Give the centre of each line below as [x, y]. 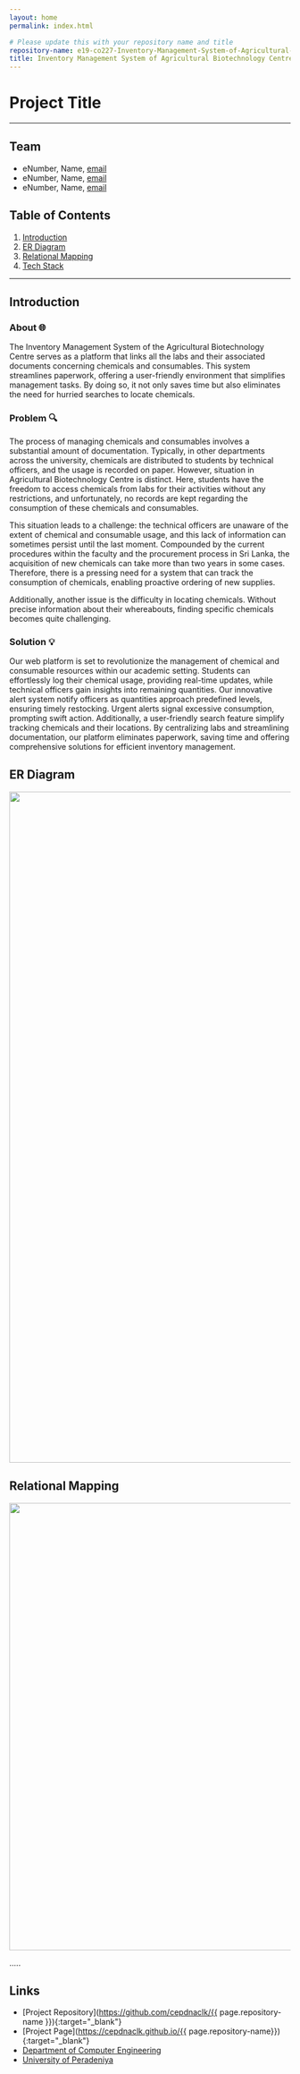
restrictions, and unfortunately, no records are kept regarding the [129, 498]
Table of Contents [60, 216]
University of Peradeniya [68, 2060]
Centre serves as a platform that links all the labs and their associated [137, 357]
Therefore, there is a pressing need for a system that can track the [131, 573]
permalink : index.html [51, 26]
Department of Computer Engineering [92, 2051]
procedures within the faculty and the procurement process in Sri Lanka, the [150, 553]
